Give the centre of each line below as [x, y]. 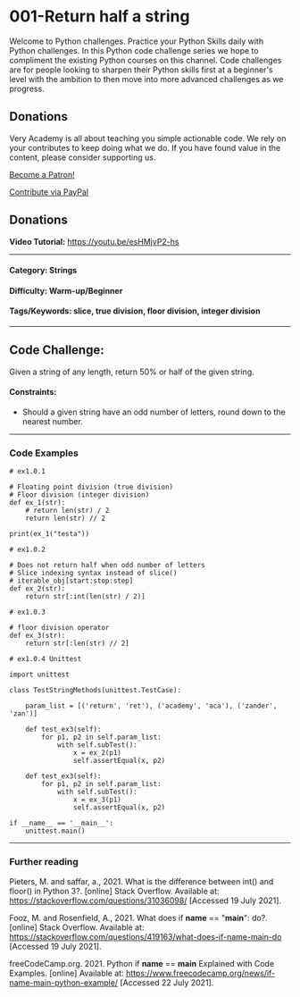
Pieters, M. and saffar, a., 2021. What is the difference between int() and [142, 881]
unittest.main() [56, 831]
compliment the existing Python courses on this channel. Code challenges [146, 60]
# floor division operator [59, 628]
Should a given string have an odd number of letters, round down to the [154, 412]
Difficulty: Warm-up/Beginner [66, 290]
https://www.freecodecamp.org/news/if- [200, 973]
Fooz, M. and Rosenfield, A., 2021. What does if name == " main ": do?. [138, 917]
